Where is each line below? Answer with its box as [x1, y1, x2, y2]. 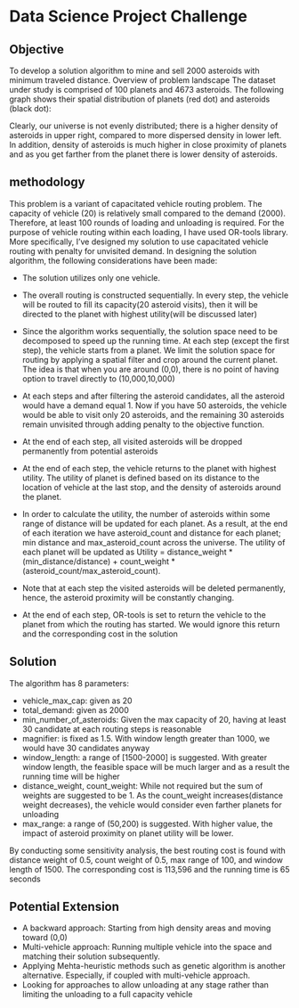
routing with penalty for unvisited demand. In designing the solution [9, 245, 257, 256]
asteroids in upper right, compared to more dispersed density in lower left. [9, 130, 282, 140]
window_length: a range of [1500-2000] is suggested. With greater [21, 751, 268, 763]
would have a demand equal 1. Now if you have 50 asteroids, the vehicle [21, 399, 287, 411]
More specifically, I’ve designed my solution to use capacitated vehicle [9, 236, 269, 247]
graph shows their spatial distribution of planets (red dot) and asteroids [9, 94, 271, 104]
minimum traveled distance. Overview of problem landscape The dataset [9, 75, 276, 86]
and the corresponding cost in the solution [21, 628, 178, 639]
